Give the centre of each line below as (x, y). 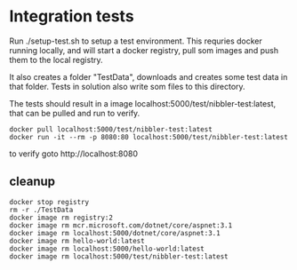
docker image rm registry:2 (61, 218)
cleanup (32, 182)
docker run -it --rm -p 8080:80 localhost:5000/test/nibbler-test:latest (149, 137)
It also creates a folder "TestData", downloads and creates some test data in (148, 76)
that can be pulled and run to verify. (75, 113)
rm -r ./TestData (41, 210)
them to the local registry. (56, 60)
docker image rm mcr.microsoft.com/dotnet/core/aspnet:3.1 (121, 225)
